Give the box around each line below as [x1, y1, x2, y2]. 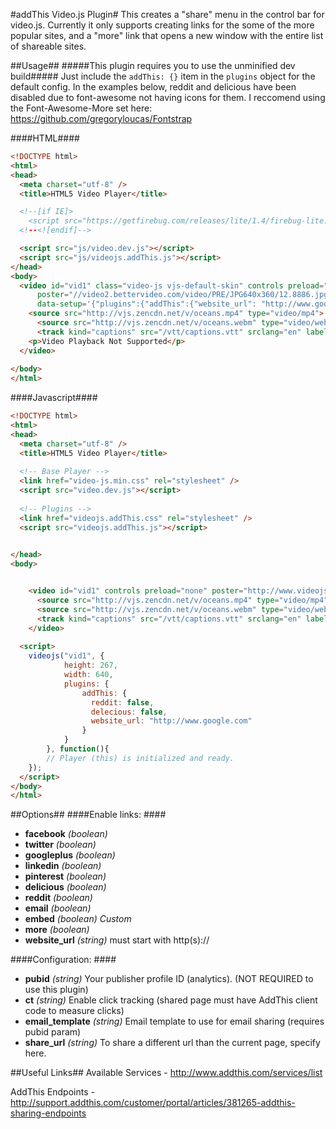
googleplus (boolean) [24, 849, 116, 861]
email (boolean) [24, 902, 92, 914]
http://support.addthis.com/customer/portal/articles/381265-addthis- [10, 1097, 296, 1109]
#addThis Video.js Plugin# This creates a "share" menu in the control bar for [10, 9, 325, 20]
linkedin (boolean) [24, 860, 102, 872]
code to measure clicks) [24, 1005, 125, 1017]
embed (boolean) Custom [24, 913, 132, 925]
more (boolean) [24, 924, 90, 936]
